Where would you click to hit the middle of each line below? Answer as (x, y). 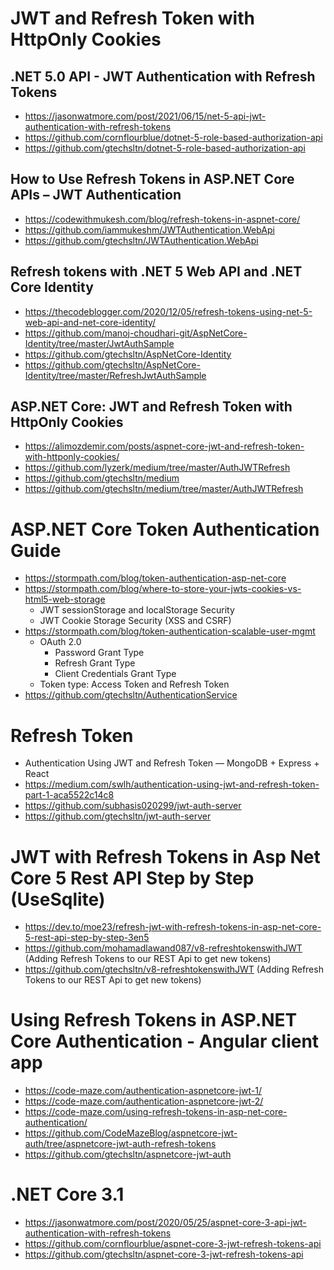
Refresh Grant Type (95, 663)
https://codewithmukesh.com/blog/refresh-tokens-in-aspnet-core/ (162, 219)
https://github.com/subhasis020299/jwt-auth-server (133, 806)
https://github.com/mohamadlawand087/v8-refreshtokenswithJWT (163, 948)
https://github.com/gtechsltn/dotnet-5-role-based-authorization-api (165, 148)
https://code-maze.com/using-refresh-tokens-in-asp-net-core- (156, 1112)
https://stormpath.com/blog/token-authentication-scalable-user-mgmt (170, 631)
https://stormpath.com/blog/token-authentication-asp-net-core (155, 578)
